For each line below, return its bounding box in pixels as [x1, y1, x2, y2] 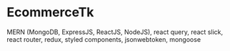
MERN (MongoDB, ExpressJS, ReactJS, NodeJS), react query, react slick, [6, 28, 223, 36]
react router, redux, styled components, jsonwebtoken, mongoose [6, 35, 201, 43]
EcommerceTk [6, 4, 94, 21]
